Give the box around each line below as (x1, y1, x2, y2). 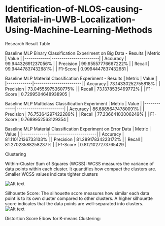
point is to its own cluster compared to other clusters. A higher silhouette (5, 195, 153, 201)
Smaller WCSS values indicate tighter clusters (5, 171, 99, 177)
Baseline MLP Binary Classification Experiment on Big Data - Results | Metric (5, 50, 161, 56)
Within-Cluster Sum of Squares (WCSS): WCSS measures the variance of (5, 161, 154, 166)
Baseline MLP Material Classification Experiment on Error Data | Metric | (5, 126, 151, 131)
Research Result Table (5, 40, 51, 46)
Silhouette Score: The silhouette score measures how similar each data (5, 190, 149, 196)
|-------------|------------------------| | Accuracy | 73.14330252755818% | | (5, 80, 161, 87)
